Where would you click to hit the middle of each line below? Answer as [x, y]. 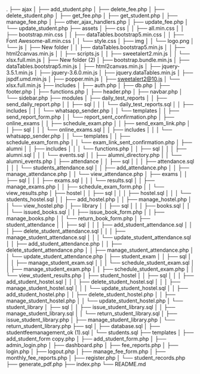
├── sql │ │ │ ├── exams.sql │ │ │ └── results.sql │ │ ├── [81, 180]
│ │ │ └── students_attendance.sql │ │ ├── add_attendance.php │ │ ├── [98, 168]
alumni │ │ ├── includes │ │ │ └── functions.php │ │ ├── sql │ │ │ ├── [96, 149]
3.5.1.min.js [20, 72]
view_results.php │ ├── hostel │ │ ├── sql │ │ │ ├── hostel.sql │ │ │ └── [99, 193]
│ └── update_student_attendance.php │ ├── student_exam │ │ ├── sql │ [99, 256]
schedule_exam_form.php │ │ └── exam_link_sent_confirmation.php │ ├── [99, 142]
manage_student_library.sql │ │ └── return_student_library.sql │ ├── [92, 313]
